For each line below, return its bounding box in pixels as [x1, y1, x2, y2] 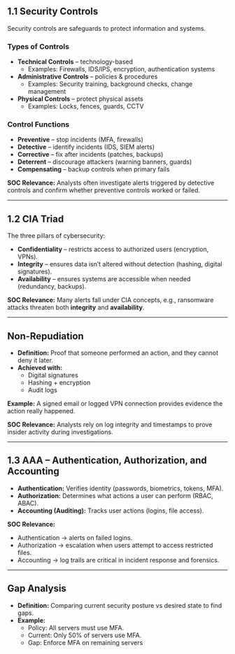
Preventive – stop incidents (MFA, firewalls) [17, 136, 143, 144]
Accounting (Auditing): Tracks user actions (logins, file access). [17, 506, 204, 515]
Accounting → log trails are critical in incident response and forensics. [17, 555, 220, 564]
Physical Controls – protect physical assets [17, 94, 143, 104]
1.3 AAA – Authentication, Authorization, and [7, 455, 208, 467]
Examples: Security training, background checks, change [27, 80, 193, 88]
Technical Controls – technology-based [17, 57, 134, 66]
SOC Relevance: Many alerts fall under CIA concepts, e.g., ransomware [7, 296, 214, 304]
